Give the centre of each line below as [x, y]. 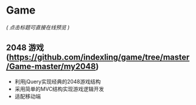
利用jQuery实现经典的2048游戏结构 [58, 81]
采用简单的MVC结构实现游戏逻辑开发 [59, 88]
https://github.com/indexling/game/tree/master [99, 58]
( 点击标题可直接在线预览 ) [38, 27]
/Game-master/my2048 [51, 66]
